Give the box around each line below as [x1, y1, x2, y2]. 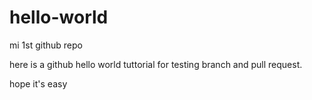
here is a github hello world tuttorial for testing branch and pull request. [9, 58, 303, 70]
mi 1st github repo [9, 39, 83, 51]
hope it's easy [9, 77, 68, 90]
